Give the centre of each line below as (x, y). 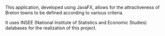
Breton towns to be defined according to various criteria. (64, 13)
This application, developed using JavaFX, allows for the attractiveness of (82, 7)
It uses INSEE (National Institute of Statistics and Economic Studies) (76, 23)
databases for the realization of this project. (51, 28)
